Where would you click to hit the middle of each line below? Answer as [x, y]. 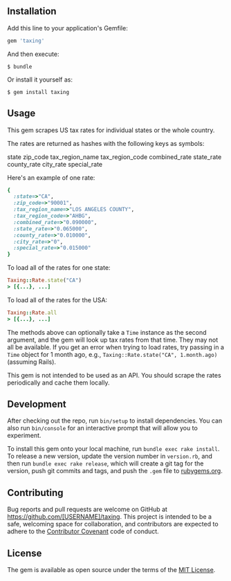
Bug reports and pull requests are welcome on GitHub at [87, 509]
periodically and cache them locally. [58, 382]
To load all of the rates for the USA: [57, 299]
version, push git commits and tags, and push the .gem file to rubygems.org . [115, 471]
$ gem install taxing [38, 92]
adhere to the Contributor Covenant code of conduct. [83, 531]
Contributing [35, 493]
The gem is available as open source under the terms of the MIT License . [111, 570]
